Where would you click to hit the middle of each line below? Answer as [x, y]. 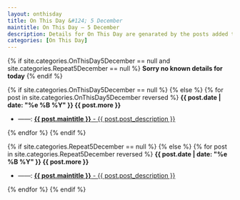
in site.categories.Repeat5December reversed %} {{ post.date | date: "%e [117, 154]
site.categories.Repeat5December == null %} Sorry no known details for [115, 69]
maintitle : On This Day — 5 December [64, 27]
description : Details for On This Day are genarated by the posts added [118, 34]
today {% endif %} [35, 76]
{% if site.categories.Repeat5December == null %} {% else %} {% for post [117, 146]
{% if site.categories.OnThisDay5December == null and [89, 61]
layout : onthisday [35, 14]
